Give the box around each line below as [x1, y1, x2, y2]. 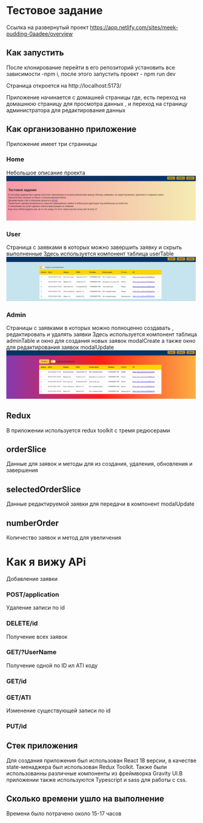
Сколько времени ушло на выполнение [6, 794, 165, 804]
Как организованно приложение [6, 124, 137, 134]
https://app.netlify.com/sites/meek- [90, 24, 179, 31]
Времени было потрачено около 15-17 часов [6, 810, 122, 817]
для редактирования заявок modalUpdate [6, 343, 114, 351]
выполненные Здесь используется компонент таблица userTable [6, 250, 175, 257]
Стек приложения [6, 741, 78, 751]
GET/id [6, 676, 27, 685]
